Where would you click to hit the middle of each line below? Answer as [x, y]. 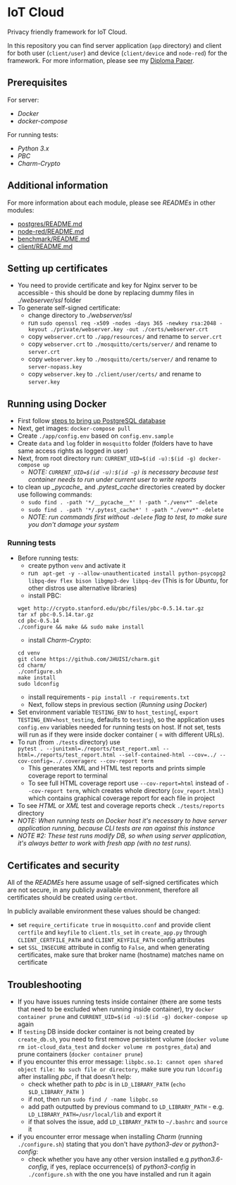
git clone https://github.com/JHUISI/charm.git [88, 660]
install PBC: [45, 596]
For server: [23, 100]
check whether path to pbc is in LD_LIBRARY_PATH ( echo [107, 1084]
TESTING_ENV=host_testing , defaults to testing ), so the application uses [121, 720]
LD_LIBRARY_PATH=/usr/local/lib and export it [95, 1114]
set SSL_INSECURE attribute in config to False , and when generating [113, 948]
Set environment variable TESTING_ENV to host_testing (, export [108, 712]
